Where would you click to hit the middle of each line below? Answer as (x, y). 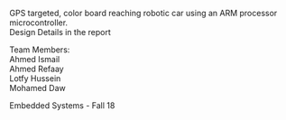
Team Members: (40, 50)
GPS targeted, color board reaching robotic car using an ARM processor (143, 13)
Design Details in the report (60, 32)
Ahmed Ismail (35, 59)
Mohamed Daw (37, 88)
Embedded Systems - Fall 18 (62, 106)
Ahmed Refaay (37, 69)
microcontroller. (39, 23)
